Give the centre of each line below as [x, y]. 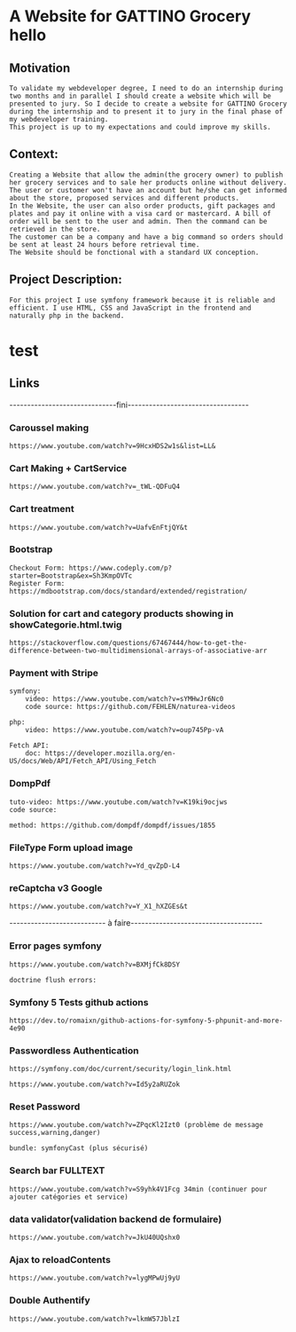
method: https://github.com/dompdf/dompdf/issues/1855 [113, 825]
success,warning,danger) [55, 1133]
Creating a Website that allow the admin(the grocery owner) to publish [146, 175]
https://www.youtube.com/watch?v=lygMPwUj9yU [94, 1278]
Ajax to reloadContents [60, 1260]
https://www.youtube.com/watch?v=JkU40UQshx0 [94, 1238]
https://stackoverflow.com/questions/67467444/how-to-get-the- [129, 643]
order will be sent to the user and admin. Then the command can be [138, 221]
